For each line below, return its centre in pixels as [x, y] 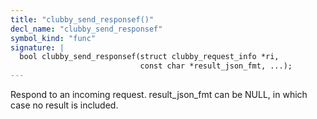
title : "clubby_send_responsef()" [82, 19]
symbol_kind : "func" [53, 38]
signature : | [37, 47]
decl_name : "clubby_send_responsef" [86, 29]
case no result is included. [64, 105]
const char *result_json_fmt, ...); [216, 66]
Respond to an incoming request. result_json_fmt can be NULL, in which [159, 94]
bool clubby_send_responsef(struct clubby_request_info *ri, [149, 57]
